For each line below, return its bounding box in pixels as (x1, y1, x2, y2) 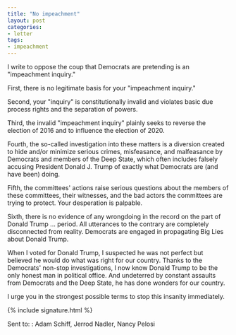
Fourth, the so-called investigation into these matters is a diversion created (7, 140, 225, 148)
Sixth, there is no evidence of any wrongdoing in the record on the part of (7, 213, 221, 221)
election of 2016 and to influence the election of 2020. (7, 127, 166, 134)
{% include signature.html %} (7, 306, 93, 315)
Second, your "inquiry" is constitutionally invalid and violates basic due (7, 98, 213, 106)
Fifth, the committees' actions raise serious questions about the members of (7, 184, 229, 192)
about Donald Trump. (7, 235, 69, 243)
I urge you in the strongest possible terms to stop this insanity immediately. (7, 293, 225, 300)
